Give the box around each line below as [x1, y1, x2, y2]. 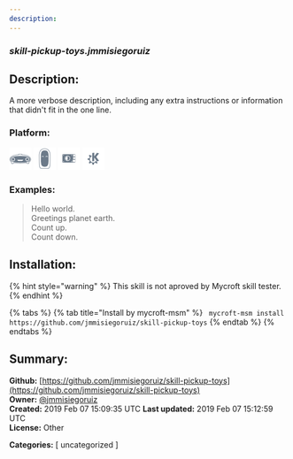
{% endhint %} [9, 290, 64, 301]
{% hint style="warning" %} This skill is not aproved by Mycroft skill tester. [9, 280, 281, 291]
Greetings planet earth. [30, 212, 116, 223]
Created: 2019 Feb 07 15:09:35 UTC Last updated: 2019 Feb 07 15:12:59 [9, 403, 274, 414]
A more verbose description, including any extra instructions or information [9, 96, 283, 106]
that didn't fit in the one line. [9, 104, 112, 115]
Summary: [9, 352, 68, 367]
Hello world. [30, 203, 75, 214]
